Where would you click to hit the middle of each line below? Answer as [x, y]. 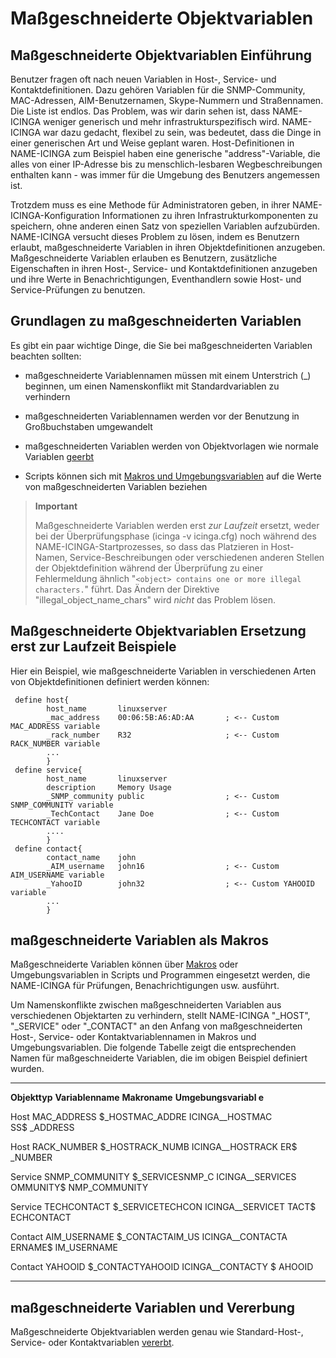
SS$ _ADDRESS [42, 1128]
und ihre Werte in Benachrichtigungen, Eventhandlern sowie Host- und [156, 279]
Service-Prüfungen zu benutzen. [78, 290]
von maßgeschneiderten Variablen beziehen [116, 486]
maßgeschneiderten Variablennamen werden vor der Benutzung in [162, 416]
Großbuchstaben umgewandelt [88, 426]
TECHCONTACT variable [55, 822]
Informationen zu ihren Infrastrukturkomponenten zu [209, 215]
